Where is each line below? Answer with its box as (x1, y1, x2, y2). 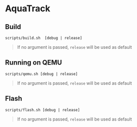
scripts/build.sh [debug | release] (5, 35, 82, 40)
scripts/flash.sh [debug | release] (5, 107, 80, 112)
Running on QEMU (5, 59, 62, 67)
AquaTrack (5, 3, 51, 14)
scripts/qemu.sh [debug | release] (5, 71, 78, 76)
